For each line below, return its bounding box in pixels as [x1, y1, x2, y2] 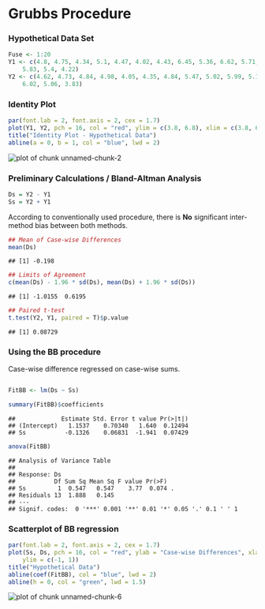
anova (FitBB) [8, 443, 51, 450]
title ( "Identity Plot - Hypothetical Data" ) [8, 131, 157, 139]
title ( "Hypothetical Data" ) [8, 563, 101, 571]
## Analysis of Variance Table [8, 457, 111, 465]
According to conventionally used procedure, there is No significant [8, 212, 229, 222]
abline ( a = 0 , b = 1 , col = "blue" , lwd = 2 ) [8, 139, 160, 147]
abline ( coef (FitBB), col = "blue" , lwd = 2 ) [8, 570, 157, 578]
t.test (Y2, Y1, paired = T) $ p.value [8, 314, 129, 322]
